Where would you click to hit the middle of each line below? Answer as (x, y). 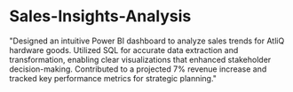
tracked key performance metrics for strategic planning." (113, 78)
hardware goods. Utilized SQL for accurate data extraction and (124, 50)
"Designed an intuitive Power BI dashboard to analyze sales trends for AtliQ (147, 41)
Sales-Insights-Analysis (100, 16)
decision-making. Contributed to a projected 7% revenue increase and (138, 69)
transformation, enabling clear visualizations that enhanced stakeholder (140, 59)
